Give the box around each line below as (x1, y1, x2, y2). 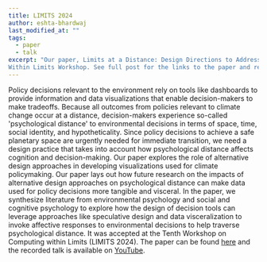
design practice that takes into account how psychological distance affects (8, 144, 254, 153)
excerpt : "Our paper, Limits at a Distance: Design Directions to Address (8, 56, 261, 64)
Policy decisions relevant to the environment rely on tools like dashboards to (8, 85, 258, 94)
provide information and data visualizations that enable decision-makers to (8, 93, 253, 103)
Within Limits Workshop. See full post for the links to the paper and (8, 64, 250, 71)
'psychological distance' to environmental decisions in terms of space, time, (8, 118, 257, 128)
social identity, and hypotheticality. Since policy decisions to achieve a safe (8, 127, 254, 137)
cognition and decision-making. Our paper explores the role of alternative (8, 152, 249, 162)
